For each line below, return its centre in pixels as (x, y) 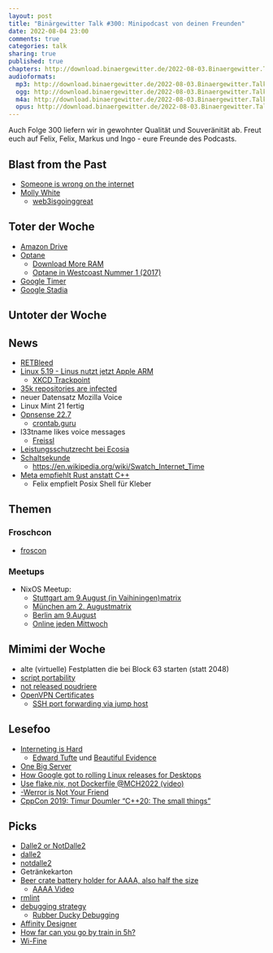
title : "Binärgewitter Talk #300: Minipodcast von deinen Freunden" (127, 24)
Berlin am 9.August (64, 615)
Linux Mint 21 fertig (52, 406)
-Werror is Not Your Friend (65, 792)
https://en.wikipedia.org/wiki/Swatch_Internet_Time (118, 466)
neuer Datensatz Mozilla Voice (71, 397)
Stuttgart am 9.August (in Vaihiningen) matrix (106, 597)
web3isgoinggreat (63, 201)
